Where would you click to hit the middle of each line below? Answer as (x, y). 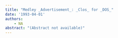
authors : (14, 19)
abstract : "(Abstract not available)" (45, 28)
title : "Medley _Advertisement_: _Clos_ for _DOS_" (59, 10)
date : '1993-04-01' (25, 14)
